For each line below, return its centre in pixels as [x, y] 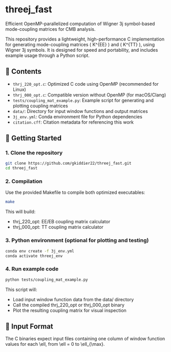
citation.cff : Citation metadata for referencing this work [73, 122]
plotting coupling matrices [40, 106]
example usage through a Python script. [47, 55]
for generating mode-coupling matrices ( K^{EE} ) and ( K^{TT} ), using [80, 44]
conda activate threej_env [34, 256]
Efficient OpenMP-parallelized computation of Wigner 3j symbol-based [80, 24]
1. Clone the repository [34, 153]
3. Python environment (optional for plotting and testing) [77, 241]
